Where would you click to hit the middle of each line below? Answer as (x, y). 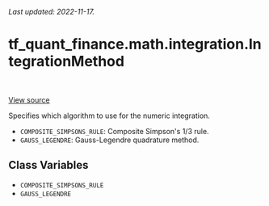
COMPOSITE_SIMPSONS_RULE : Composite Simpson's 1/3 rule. (114, 131)
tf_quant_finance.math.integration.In (135, 44)
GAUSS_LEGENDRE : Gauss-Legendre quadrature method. (109, 140)
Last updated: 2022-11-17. (52, 12)
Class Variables (48, 165)
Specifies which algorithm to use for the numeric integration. (109, 116)
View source (29, 99)
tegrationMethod (67, 62)
